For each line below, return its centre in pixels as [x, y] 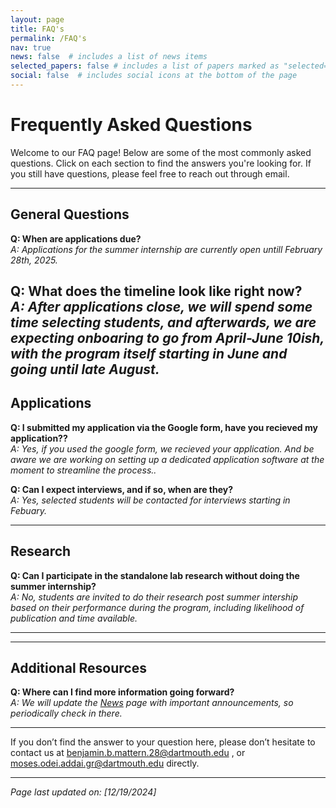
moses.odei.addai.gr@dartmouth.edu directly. [105, 763]
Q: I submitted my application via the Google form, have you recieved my [164, 427]
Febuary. [29, 510]
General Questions [70, 214]
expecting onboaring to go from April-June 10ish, [167, 338]
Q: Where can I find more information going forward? [122, 692]
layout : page [37, 19]
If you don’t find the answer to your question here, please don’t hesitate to [163, 742]
